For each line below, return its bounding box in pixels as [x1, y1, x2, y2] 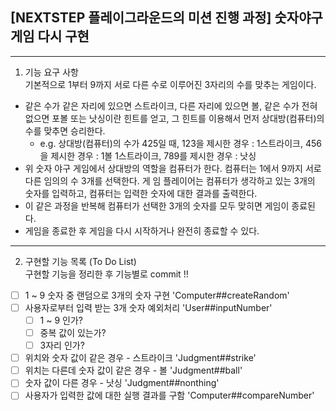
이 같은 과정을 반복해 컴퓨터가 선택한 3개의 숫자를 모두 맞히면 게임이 [24, 199, 290, 212]
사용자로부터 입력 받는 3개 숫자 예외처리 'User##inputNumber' [24, 301, 273, 313]
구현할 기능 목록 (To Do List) [24, 255, 137, 267]
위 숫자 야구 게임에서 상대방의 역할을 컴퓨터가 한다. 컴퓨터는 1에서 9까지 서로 [24, 162, 322, 174]
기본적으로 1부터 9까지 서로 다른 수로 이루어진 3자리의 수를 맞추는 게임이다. [24, 78, 317, 90]
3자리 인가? [39, 339, 85, 352]
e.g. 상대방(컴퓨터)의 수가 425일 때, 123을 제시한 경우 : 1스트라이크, [39, 137, 303, 149]
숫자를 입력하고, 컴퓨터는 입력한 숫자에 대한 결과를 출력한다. [24, 187, 258, 199]
